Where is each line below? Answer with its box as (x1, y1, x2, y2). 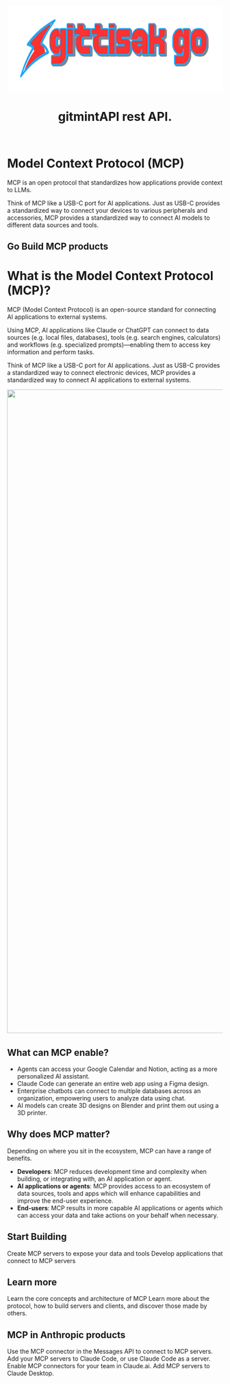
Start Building (7, 1231, 67, 1243)
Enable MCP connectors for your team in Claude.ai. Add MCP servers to (7, 1362, 210, 1370)
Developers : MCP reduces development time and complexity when (16, 1167, 207, 1175)
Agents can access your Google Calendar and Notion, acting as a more (16, 1065, 218, 1073)
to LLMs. (7, 185, 32, 194)
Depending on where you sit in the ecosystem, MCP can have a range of (7, 1146, 212, 1155)
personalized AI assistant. (16, 1072, 90, 1081)
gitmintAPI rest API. (57, 109, 172, 125)
